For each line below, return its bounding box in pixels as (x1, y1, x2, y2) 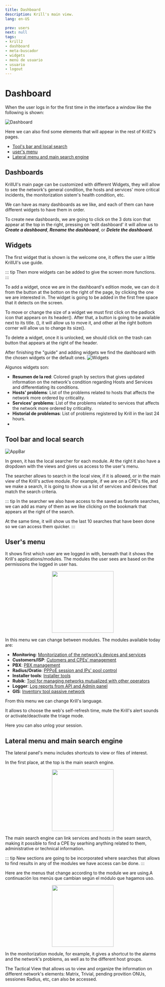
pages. (5, 134, 19, 140)
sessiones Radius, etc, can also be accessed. (5, 976, 98, 982)
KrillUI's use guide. (5, 259, 43, 265)
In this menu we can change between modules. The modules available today (5, 637, 161, 643)
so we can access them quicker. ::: (5, 523, 75, 529)
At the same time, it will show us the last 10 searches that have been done (5, 518, 155, 524)
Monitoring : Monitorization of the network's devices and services (12, 652, 146, 658)
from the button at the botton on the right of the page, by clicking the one (5, 289, 154, 295)
